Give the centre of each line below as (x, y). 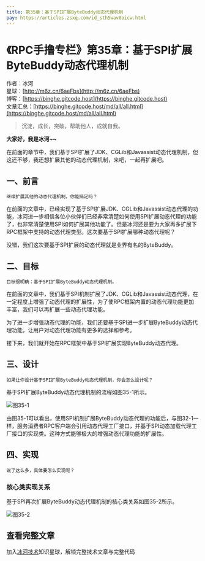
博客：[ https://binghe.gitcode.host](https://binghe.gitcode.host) (87, 99)
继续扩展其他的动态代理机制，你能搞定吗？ (52, 197)
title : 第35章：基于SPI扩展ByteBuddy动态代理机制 (65, 12)
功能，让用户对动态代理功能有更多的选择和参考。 (73, 330)
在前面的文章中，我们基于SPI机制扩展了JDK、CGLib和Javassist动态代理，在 (102, 294)
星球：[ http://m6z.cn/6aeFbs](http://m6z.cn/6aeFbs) (73, 91)
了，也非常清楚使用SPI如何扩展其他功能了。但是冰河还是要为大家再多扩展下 (102, 224)
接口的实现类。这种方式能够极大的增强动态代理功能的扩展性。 (89, 433)
